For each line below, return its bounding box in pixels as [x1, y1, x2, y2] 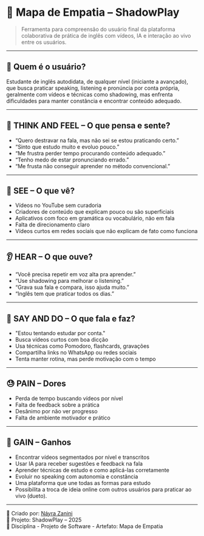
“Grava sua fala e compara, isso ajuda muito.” [15, 283, 129, 291]
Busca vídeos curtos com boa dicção [15, 336, 109, 343]
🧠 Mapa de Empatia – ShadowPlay [6, 5, 180, 19]
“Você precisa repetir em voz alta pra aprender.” [15, 271, 136, 278]
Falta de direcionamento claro [15, 221, 90, 228]
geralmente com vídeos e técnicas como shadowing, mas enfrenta [6, 90, 173, 98]
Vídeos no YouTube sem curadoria [15, 202, 102, 209]
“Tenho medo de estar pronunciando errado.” [15, 156, 129, 163]
